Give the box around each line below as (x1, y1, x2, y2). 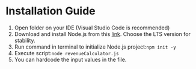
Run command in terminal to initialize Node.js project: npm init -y (14, 43, 177, 50)
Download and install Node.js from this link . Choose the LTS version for (14, 30, 191, 37)
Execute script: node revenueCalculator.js (14, 49, 119, 56)
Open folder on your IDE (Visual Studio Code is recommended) (14, 24, 170, 31)
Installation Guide (5, 4, 96, 18)
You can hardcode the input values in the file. (14, 56, 127, 63)
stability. (14, 37, 35, 44)
